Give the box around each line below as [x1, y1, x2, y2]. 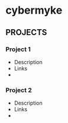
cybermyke [5, 4, 63, 17]
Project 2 [5, 86, 32, 94]
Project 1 [5, 45, 31, 53]
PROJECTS [5, 27, 47, 37]
